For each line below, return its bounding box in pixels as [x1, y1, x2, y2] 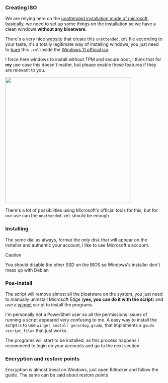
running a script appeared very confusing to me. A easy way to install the [5, 316, 157, 323]
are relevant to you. [5, 67, 46, 73]
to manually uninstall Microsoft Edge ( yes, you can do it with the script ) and [5, 296, 163, 302]
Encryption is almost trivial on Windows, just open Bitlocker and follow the [5, 367, 158, 373]
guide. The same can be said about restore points [5, 372, 108, 378]
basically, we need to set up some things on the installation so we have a [5, 21, 156, 27]
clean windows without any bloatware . [5, 26, 87, 32]
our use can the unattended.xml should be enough [5, 213, 109, 219]
